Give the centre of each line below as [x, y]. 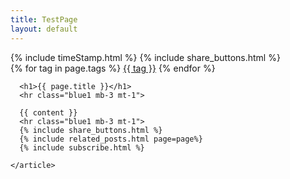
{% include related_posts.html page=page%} [111, 139]
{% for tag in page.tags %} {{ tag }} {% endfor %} [113, 68]
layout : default [44, 29]
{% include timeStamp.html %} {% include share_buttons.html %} [145, 57]
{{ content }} [48, 112]
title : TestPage [44, 19]
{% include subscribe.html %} [82, 147]
